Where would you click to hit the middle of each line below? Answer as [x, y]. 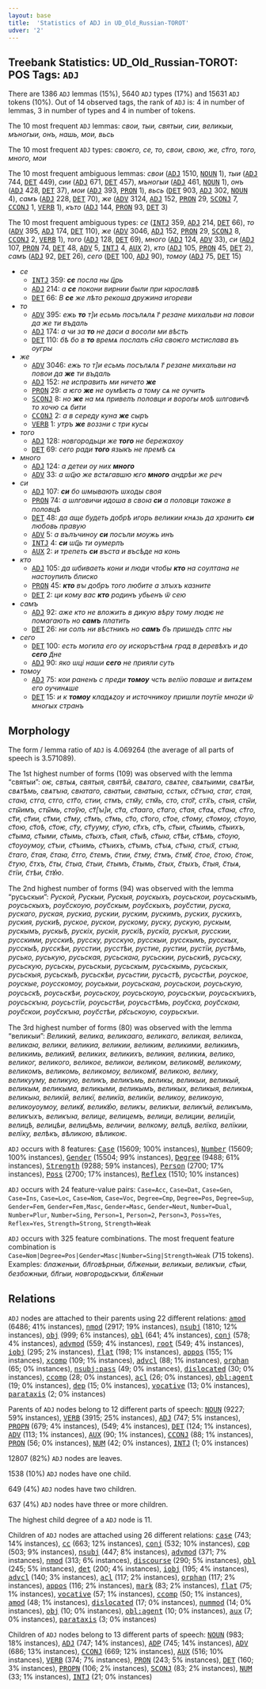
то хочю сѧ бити [59, 407]
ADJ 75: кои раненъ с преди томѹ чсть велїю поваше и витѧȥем [142, 680]
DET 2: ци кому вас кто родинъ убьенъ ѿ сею [109, 595]
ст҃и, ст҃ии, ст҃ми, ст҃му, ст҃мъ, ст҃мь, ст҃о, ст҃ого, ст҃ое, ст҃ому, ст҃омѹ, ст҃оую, [133, 818]
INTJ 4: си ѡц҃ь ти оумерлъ [78, 543]
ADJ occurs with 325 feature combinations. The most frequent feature [122, 1238]
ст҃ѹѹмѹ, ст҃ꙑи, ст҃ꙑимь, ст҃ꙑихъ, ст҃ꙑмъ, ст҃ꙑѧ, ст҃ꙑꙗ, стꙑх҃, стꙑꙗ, [124, 845]
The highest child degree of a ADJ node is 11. [80, 1519]
